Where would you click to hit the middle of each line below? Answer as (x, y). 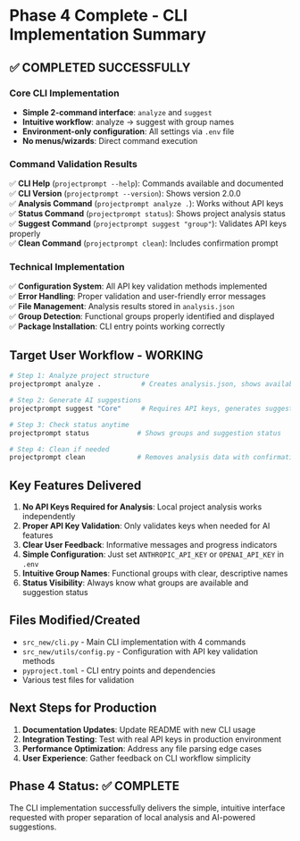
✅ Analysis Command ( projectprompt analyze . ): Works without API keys (146, 204)
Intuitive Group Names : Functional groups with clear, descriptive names (155, 574)
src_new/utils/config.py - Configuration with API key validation (140, 651)
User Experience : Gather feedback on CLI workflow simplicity (137, 758)
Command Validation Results (74, 164)
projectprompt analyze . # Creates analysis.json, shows (135, 384)
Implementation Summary (108, 34)
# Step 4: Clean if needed (59, 449)
